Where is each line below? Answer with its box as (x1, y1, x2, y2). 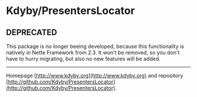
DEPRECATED (6, 27, 57, 37)
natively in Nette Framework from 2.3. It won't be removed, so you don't (6, 49, 180, 56)
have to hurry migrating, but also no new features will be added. (6, 56, 161, 62)
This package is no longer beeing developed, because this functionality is (6, 43, 185, 50)
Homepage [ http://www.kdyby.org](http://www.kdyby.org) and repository (6, 72, 184, 79)
